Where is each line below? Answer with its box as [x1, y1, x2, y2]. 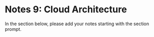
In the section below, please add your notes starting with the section [5, 21, 149, 27]
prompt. [5, 26, 22, 32]
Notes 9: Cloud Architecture [5, 4, 127, 15]
